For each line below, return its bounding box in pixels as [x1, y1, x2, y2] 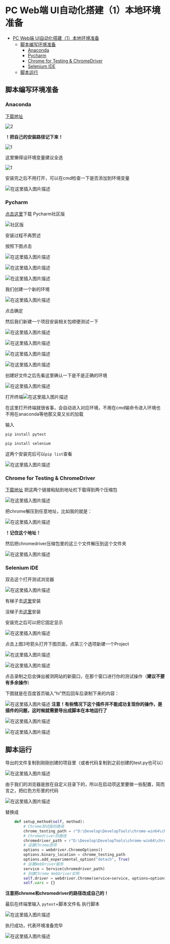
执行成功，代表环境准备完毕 [5, 923, 63, 929]
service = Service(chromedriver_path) [23, 866, 105, 872]
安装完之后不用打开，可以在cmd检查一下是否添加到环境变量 [5, 175, 130, 181]
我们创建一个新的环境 [5, 286, 50, 292]
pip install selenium [5, 441, 51, 446]
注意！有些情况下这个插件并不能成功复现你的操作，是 [51, 701, 162, 707]
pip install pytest [5, 432, 47, 437]
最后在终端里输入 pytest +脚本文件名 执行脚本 [5, 901, 100, 907]
